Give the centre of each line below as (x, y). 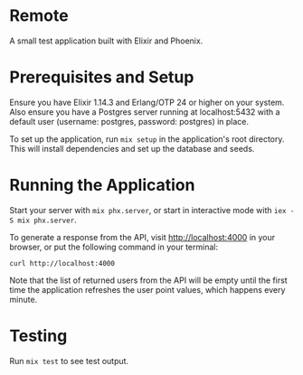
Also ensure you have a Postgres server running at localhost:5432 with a (145, 112)
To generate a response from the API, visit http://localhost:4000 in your (142, 237)
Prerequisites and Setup (102, 77)
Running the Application (102, 185)
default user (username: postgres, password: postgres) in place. (129, 121)
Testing (38, 336)
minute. (24, 299)
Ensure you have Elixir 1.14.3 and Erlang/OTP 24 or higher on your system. (147, 102)
